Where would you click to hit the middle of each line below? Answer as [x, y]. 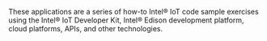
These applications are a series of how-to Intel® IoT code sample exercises [133, 12]
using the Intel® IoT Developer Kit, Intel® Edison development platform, [126, 20]
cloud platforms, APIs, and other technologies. [86, 29]
